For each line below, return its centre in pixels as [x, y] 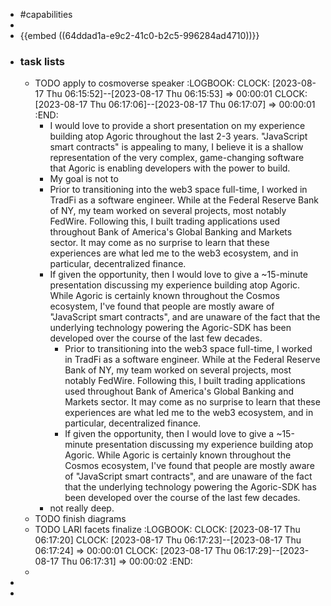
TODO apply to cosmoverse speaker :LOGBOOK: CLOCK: [152, 83]
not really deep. [82, 508]
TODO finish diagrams [80, 519]
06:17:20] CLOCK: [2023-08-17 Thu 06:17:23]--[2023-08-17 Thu [168, 540]
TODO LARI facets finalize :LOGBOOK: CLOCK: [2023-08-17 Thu [167, 530]
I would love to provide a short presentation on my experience [177, 126]
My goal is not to [84, 179]
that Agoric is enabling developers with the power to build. [170, 168]
